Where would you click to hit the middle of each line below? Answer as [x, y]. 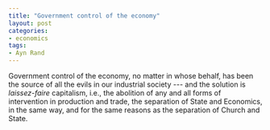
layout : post [30, 23]
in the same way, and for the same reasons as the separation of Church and [134, 110]
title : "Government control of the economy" [84, 16]
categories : [28, 30]
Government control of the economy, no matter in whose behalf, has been [131, 76]
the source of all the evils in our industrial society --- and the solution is [127, 84]
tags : [17, 46]
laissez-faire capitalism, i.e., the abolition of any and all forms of [115, 93]
